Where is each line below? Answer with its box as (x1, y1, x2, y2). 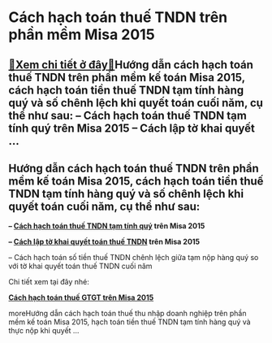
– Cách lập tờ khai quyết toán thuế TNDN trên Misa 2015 (8, 237, 201, 247)
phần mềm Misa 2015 (8, 25, 156, 44)
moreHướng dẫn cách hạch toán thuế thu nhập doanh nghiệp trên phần (8, 309, 247, 319)
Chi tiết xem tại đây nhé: (8, 277, 89, 287)
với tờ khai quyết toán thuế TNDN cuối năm (8, 261, 153, 271)
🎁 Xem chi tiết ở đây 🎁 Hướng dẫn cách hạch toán (8, 58, 253, 72)
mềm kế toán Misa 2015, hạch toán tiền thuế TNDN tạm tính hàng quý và (8, 317, 251, 327)
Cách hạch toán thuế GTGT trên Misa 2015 (8, 293, 154, 302)
